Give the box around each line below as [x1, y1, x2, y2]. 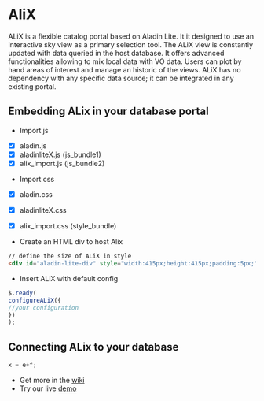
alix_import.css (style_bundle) [19, 221, 117, 231]
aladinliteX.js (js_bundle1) [19, 150, 102, 159]
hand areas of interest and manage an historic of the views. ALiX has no [8, 65, 241, 74]
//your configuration [8, 303, 79, 312]
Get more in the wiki [19, 375, 85, 384]
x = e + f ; [8, 361, 37, 369]
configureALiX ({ [8, 296, 61, 304]
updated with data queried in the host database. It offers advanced [8, 48, 225, 58]
